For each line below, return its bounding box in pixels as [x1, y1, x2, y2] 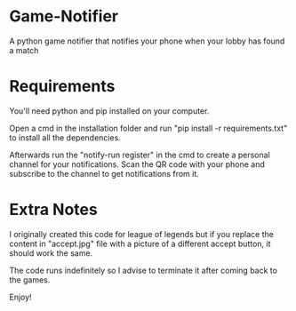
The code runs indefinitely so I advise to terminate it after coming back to [9, 265, 278, 275]
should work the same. [9, 247, 93, 259]
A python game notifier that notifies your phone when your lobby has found [9, 36, 285, 46]
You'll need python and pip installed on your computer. [9, 105, 210, 116]
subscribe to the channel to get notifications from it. [9, 168, 200, 179]
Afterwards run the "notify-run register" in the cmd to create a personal [9, 149, 271, 160]
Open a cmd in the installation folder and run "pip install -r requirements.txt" [9, 123, 288, 133]
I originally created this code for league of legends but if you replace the [9, 228, 274, 239]
